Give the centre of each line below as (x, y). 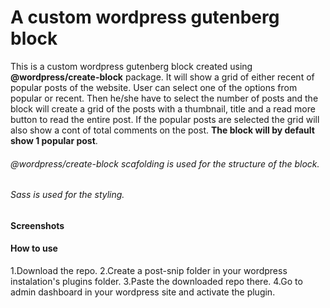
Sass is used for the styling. (67, 195)
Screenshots (37, 225)
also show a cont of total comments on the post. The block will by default (162, 130)
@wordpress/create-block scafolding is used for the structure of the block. (165, 163)
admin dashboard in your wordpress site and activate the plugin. (143, 292)
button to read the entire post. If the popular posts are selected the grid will (165, 119)
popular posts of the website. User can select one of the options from (154, 87)
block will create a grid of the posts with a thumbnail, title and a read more (163, 108)
